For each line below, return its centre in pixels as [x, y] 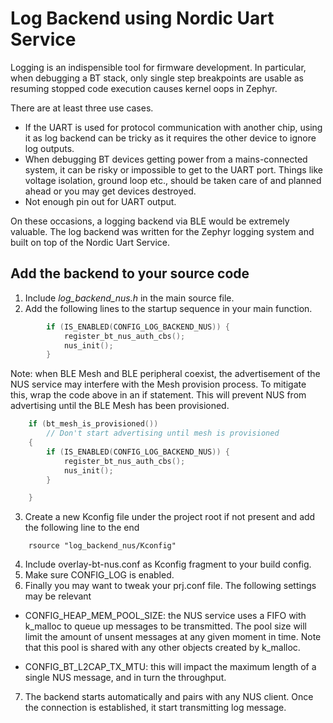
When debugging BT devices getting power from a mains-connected [166, 159]
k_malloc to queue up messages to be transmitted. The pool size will [166, 626]
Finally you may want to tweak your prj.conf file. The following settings [170, 586]
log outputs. [49, 148]
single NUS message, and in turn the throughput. [125, 678]
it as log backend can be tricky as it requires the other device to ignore [170, 138]
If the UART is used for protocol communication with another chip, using [173, 127]
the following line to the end [82, 528]
